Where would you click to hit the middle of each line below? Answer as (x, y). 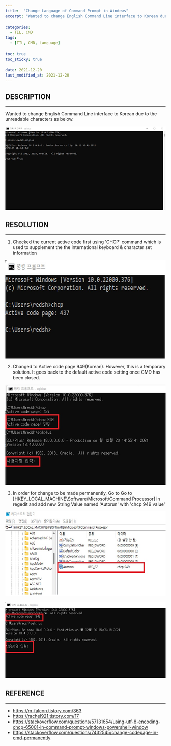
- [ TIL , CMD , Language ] (35, 43)
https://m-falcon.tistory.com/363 (47, 711)
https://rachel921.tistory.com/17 (46, 716)
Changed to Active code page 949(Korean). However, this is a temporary (89, 367)
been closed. (26, 378)
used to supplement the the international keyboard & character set (82, 247)
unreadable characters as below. (39, 119)
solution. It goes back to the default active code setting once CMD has (87, 372)
